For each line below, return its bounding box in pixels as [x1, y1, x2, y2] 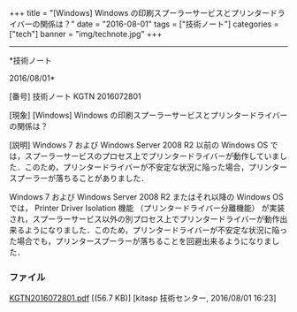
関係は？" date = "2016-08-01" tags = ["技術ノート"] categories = [39, 19, 279, 29]
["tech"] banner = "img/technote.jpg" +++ [9, 29, 163, 39]
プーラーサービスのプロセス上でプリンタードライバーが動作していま [32, 151, 280, 161]
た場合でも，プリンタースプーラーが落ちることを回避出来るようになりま [9, 236, 272, 246]
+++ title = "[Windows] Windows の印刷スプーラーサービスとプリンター [9, 8, 270, 18]
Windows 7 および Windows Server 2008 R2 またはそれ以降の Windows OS [9, 192, 285, 202]
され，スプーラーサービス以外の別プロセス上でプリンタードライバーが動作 [9, 214, 280, 224]
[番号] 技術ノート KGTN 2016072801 [9, 91, 141, 102]
